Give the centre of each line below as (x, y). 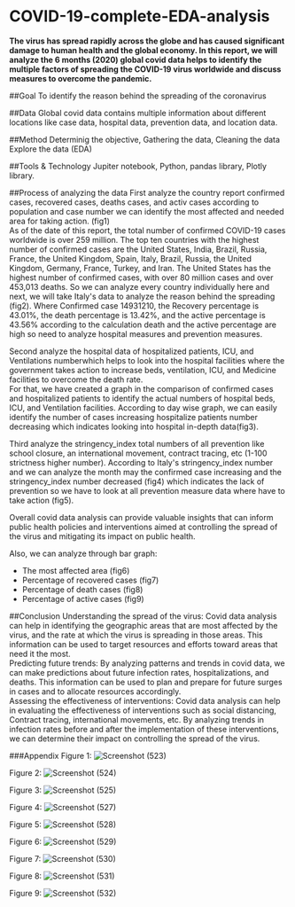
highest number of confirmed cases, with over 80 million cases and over (141, 278)
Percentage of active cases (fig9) (83, 598)
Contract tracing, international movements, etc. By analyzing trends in (136, 719)
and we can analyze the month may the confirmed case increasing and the (145, 472)
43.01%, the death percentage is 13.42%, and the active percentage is (137, 315)
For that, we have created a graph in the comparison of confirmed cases (141, 388)
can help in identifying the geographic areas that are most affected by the (144, 625)
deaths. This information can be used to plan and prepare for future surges (146, 682)
